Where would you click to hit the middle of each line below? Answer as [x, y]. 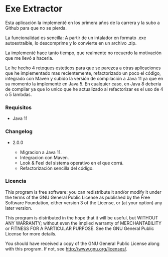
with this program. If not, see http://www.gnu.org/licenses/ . [66, 248]
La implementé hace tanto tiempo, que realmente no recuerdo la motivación [83, 53]
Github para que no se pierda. [36, 28]
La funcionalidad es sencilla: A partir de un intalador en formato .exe [76, 38]
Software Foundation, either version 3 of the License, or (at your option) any [84, 203]
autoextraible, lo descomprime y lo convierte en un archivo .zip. [71, 43]
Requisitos [18, 107]
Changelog [19, 132]
